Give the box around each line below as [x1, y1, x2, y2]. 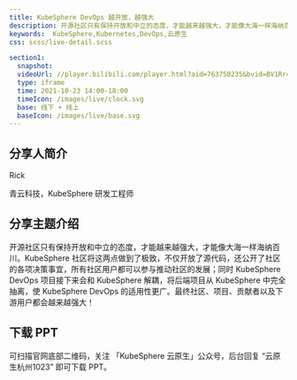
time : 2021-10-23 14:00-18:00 [17, 86, 128, 95]
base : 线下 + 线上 [17, 103, 80, 111]
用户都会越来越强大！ [16, 297, 95, 308]
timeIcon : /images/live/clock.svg [17, 95, 144, 103]
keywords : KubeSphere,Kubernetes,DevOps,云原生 [9, 29, 188, 38]
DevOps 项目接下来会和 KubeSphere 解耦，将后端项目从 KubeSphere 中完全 [9, 275, 286, 285]
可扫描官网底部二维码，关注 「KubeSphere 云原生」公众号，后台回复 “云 [9, 350, 274, 361]
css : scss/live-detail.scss [9, 37, 113, 47]
